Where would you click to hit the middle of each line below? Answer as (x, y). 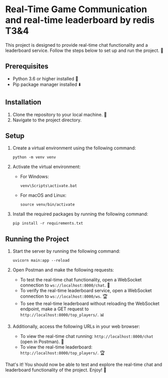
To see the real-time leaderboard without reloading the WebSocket (90, 304)
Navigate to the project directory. (47, 120)
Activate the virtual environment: (47, 167)
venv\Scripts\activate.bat (49, 186)
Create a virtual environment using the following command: (74, 148)
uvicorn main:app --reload (41, 261)
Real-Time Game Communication (76, 9)
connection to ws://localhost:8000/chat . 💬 (65, 285)
